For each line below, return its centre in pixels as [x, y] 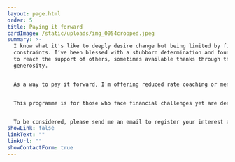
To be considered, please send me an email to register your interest [119, 122]
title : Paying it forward [45, 27]
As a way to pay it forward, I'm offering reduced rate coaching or [115, 84]
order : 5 [20, 20]
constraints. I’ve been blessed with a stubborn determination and [114, 53]
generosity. [31, 66]
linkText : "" [26, 135]
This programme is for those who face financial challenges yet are [115, 103]
